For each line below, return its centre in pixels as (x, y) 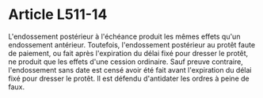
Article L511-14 (58, 15)
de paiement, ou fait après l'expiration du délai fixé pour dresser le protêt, (128, 53)
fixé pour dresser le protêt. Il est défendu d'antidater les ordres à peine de (129, 78)
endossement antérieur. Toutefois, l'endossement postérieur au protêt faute (132, 44)
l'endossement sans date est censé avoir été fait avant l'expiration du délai (130, 70)
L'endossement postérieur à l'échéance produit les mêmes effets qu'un (124, 36)
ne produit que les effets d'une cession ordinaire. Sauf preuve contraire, (126, 62)
